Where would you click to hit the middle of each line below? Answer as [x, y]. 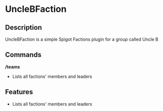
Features [19, 92]
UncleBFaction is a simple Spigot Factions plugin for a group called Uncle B [82, 39]
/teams [13, 67]
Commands [23, 55]
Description [23, 28]
